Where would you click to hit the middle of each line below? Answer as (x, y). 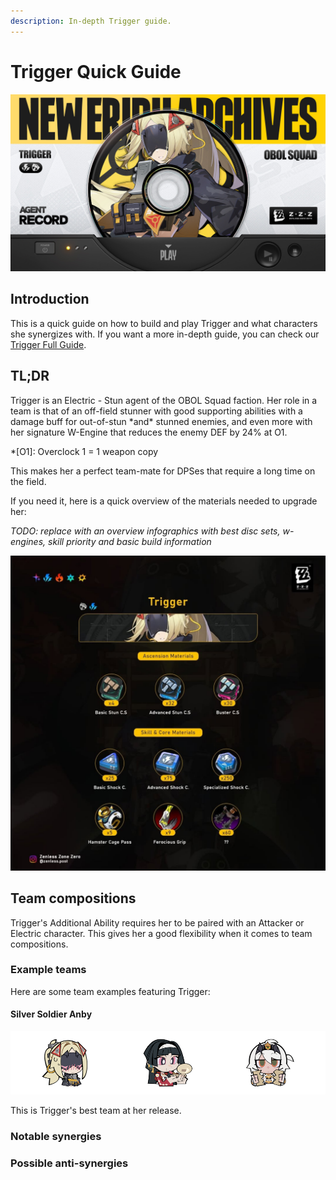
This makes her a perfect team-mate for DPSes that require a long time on (163, 471)
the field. (28, 481)
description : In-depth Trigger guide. (91, 21)
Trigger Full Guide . (48, 344)
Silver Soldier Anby (51, 1014)
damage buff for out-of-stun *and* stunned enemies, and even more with (161, 421)
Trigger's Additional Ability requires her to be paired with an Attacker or (157, 922)
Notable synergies (56, 1136)
